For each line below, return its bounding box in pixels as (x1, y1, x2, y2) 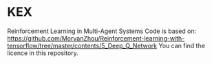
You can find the (158, 41, 205, 50)
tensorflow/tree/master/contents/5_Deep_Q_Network (7, 41, 158, 50)
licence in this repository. (7, 49, 79, 57)
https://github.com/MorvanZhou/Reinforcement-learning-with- (7, 34, 185, 42)
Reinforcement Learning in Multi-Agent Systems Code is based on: (7, 27, 197, 35)
